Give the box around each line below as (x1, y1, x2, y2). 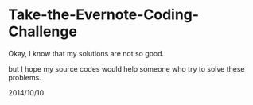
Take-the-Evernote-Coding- (8, 6, 200, 24)
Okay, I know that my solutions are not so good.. (8, 49, 166, 58)
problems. (8, 72, 41, 82)
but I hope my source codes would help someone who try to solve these (8, 64, 245, 73)
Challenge (8, 22, 78, 41)
